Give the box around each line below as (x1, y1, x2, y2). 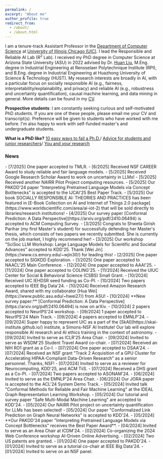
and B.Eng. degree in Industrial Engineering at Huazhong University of (5, 70, 146, 76)
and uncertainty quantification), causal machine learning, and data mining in (5, 91, 158, 96)
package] (131, 200, 151, 206)
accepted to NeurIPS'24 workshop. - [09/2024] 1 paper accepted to (5, 308, 142, 314)
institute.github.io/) (5, 324, 43, 330)
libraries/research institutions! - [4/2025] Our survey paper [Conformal (5, 210, 147, 216)
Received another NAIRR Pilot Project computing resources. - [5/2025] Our (5, 179, 155, 185)
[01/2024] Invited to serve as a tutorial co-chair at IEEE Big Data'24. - (5, 443, 144, 449)
